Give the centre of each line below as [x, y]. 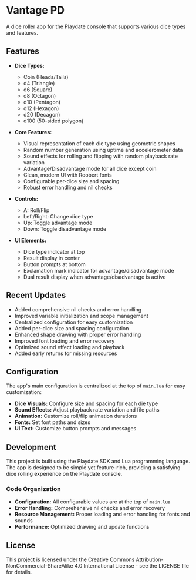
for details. [19, 572]
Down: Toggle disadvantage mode [65, 229]
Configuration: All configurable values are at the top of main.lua [92, 502]
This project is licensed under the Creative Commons [70, 559]
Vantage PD [35, 10]
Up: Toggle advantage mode [58, 223]
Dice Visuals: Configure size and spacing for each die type [86, 403]
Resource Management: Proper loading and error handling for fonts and [102, 514]
